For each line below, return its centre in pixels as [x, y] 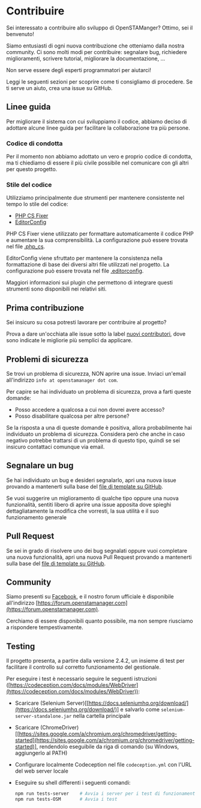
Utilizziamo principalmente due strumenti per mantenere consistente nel [95, 198]
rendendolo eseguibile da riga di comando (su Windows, [109, 747]
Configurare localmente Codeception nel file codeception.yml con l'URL [103, 765]
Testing [21, 646]
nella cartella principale [102, 716]
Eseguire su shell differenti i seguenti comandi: [73, 783]
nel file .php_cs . [26, 247]
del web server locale [42, 771]
